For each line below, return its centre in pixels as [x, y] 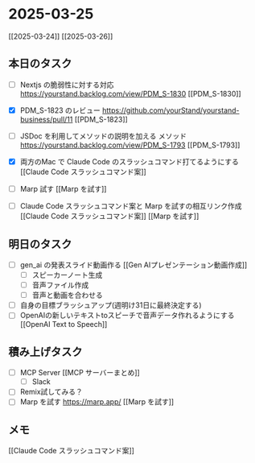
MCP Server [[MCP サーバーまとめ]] [80, 373]
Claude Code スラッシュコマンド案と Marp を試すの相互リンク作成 [131, 206]
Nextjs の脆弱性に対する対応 [67, 85]
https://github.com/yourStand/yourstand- [171, 110]
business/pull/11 [46, 119]
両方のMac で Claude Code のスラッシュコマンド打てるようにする [130, 161]
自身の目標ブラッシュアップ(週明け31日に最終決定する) [111, 305]
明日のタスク [40, 244]
